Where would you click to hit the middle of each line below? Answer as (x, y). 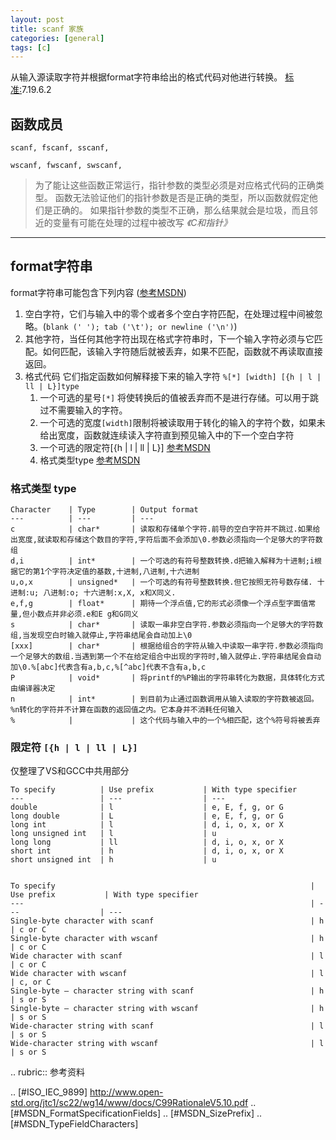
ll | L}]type (52, 386)
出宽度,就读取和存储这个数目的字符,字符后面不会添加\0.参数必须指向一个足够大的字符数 (166, 540)
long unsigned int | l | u (113, 834)
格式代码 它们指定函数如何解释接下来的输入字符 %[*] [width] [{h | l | (173, 376)
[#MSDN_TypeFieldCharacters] (74, 1124)
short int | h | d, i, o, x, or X (147, 851)
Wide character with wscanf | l (167, 974)
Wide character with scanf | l (167, 956)
